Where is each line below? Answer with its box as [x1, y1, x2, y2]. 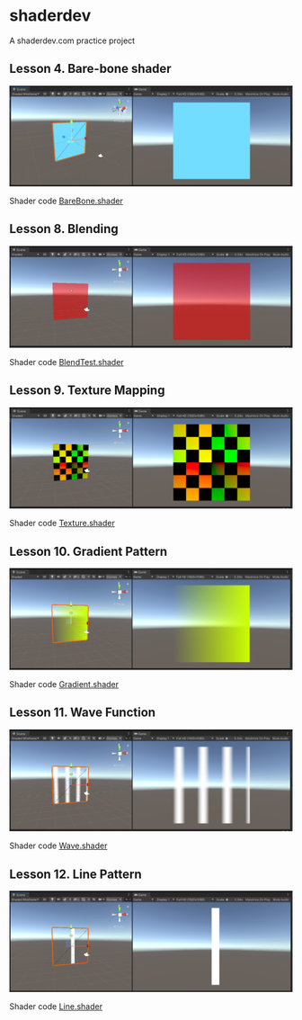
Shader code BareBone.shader [9, 195, 123, 206]
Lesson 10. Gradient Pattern [9, 543, 168, 559]
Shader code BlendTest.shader [9, 356, 124, 367]
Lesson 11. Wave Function [9, 705, 155, 720]
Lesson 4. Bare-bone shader [9, 61, 173, 76]
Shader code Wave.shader [9, 840, 108, 851]
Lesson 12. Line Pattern [9, 866, 142, 881]
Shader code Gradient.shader [9, 678, 120, 689]
